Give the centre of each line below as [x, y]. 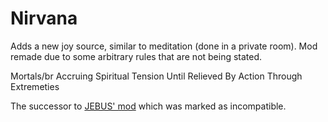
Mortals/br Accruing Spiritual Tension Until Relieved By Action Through [156, 76]
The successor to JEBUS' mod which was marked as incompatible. [148, 106]
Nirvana [44, 18]
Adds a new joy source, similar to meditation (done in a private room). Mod [164, 46]
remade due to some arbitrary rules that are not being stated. [136, 56]
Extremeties [35, 86]
